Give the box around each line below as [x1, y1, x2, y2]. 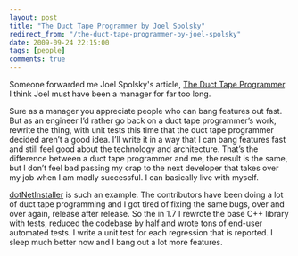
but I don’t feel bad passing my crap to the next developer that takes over [9, 162, 279, 173]
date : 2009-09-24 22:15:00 [9, 37, 110, 47]
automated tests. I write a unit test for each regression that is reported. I [9, 227, 274, 237]
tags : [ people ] [9, 46, 66, 55]
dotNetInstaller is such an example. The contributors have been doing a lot [9, 189, 284, 200]
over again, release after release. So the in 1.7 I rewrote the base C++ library [9, 209, 289, 219]
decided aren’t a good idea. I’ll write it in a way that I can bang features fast [9, 135, 286, 145]
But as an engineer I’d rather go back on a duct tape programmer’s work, [9, 115, 277, 126]
